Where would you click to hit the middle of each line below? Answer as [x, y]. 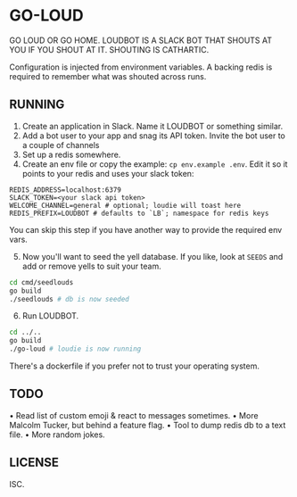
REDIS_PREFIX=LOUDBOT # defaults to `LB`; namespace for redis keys [139, 213]
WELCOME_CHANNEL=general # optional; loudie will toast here [125, 205]
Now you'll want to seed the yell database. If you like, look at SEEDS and [153, 256]
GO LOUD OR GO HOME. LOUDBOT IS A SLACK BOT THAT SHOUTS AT [141, 40]
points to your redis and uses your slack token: [108, 173]
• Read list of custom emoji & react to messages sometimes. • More [134, 415]
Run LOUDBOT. [50, 316]
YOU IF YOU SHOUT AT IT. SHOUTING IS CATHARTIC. [109, 49]
